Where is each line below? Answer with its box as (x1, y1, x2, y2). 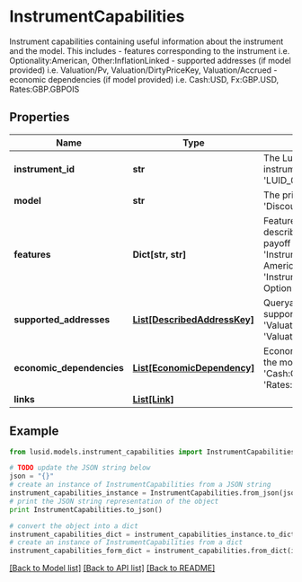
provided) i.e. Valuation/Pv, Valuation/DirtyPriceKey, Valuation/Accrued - (9, 65, 278, 75)
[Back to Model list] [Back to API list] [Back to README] (9, 563, 216, 574)
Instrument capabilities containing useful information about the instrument (9, 36, 284, 47)
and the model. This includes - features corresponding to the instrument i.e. (9, 45, 290, 56)
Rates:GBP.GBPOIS (9, 84, 80, 94)
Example (9, 424, 59, 439)
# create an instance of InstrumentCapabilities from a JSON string (9, 481, 271, 489)
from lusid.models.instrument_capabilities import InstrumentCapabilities (9, 447, 296, 456)
